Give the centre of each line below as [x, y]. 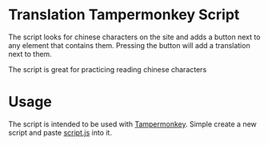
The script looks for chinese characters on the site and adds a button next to [134, 37]
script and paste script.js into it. [60, 132]
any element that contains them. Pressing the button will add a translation [129, 45]
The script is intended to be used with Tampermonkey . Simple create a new [133, 124]
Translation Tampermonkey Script [124, 15]
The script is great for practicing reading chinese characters [108, 69]
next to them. [30, 54]
